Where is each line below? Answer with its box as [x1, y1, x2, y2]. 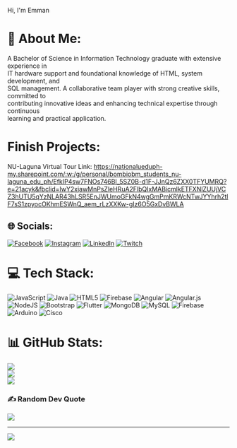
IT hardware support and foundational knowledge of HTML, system [7, 69, 203, 77]
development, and [7, 76, 60, 85]
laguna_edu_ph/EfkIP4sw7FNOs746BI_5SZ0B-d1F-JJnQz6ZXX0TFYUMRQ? [7, 177, 227, 186]
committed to [7, 91, 46, 100]
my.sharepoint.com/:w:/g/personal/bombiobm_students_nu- [7, 170, 182, 178]
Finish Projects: [7, 139, 101, 155]
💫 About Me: [7, 31, 82, 47]
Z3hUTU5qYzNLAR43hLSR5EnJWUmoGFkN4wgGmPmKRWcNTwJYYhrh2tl [7, 192, 229, 201]
